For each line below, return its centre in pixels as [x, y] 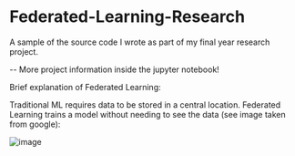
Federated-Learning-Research [127, 17]
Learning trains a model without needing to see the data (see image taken [148, 114]
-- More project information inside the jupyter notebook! [115, 69]
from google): [35, 124]
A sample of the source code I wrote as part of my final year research [140, 42]
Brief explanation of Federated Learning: [85, 87]
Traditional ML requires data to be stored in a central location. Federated [145, 104]
